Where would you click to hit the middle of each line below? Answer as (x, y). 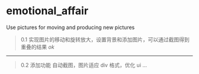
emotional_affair (47, 11)
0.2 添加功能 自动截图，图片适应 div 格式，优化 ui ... (84, 65)
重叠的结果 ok (37, 47)
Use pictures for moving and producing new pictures (70, 27)
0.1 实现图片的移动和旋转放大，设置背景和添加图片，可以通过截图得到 (105, 39)
